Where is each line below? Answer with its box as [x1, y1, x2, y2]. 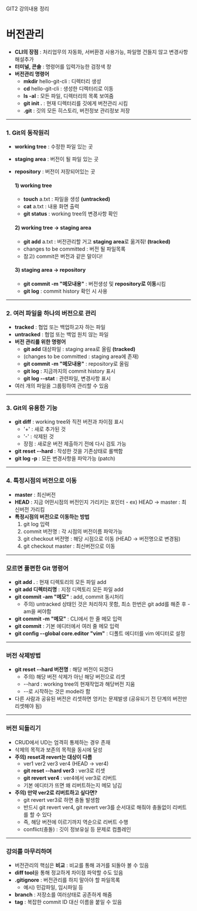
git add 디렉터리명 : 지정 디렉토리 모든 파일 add [14, 586, 124, 593]
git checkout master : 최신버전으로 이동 [23, 542, 116, 549]
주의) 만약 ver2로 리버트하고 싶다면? [14, 789, 98, 796]
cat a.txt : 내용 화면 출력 [23, 203, 80, 210]
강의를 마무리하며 [6, 847, 52, 855]
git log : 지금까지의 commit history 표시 [23, 367, 116, 374]
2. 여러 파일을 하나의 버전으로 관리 [6, 309, 97, 317]
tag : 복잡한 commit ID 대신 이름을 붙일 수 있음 [14, 898, 122, 905]
